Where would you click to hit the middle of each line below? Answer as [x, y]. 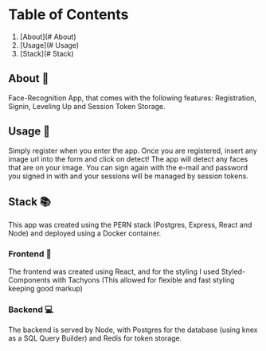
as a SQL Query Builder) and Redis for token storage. [95, 338]
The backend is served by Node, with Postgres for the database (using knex [133, 330]
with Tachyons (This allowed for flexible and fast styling [143, 279]
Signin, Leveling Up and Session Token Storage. [87, 106]
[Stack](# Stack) [47, 53]
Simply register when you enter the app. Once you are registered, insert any [133, 150]
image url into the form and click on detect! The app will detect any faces [128, 159]
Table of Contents [68, 15]
